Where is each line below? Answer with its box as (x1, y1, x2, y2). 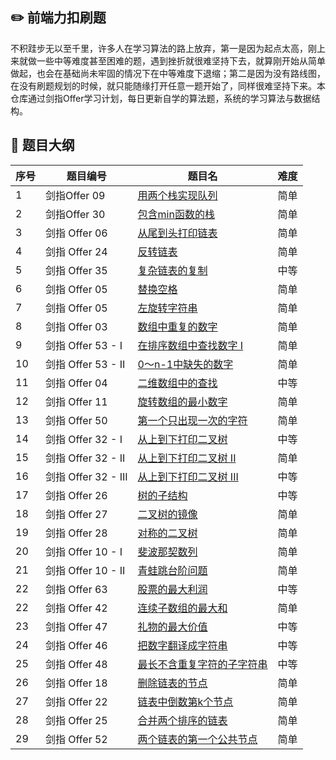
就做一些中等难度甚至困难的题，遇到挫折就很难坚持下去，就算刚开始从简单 (18, 54, 326, 67)
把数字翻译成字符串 (137, 638, 228, 652)
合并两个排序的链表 (137, 713, 228, 727)
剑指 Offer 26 (45, 488, 108, 502)
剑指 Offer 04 (45, 376, 108, 390)
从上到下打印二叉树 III (137, 469, 239, 483)
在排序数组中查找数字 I (137, 338, 244, 352)
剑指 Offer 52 (45, 732, 108, 746)
